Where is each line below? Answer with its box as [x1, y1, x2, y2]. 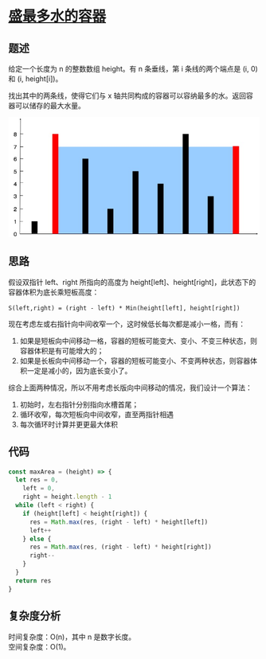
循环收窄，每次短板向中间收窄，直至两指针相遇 [19, 409, 174, 419]
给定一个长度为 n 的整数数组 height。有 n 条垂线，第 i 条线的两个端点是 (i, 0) [8, 64, 259, 73]
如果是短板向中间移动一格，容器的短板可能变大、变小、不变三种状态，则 [19, 336, 257, 345]
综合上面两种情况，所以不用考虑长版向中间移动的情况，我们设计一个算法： [8, 383, 252, 392]
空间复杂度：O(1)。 [8, 641, 71, 651]
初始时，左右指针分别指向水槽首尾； [19, 400, 139, 409]
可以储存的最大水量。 [14, 101, 85, 110]
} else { [22, 535, 52, 543]
